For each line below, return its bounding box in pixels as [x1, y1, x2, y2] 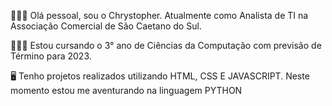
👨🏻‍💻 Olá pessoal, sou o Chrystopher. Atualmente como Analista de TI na [10, 10, 309, 21]
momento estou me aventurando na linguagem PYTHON [10, 85, 243, 96]
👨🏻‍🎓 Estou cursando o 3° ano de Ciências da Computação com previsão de [10, 40, 322, 51]
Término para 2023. [10, 50, 92, 62]
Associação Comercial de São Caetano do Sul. [10, 20, 202, 32]
